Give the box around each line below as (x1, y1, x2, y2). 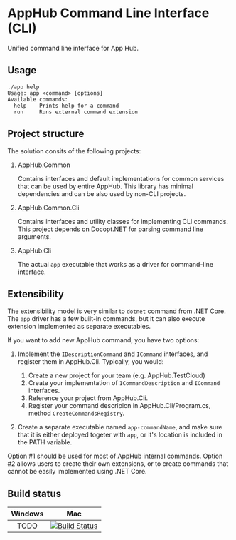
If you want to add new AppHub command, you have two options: (7, 336, 200, 345)
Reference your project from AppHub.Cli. (28, 394, 148, 402)
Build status (7, 487, 62, 500)
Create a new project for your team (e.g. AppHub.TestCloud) (28, 371, 206, 379)
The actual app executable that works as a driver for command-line (17, 260, 214, 268)
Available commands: (7, 96, 69, 103)
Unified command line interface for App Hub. (7, 44, 139, 52)
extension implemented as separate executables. (7, 322, 151, 331)
